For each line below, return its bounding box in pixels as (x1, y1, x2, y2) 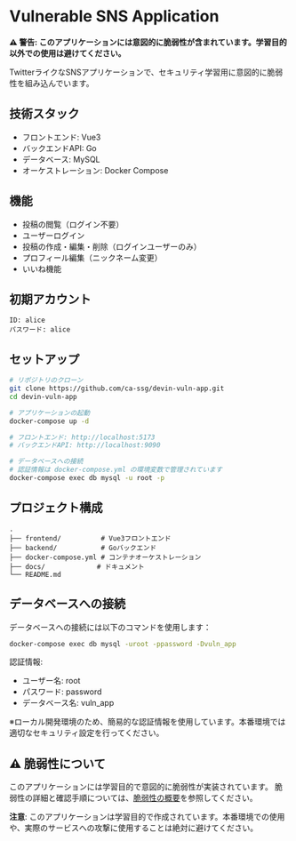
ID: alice (9, 316, 46, 325)
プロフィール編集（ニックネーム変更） (21, 252, 163, 263)
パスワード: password (21, 686, 102, 697)
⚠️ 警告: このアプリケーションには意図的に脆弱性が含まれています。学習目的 (9, 36, 287, 47)
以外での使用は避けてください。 (9, 47, 126, 59)
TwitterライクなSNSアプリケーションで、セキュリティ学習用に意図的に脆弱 (9, 67, 284, 77)
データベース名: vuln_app (21, 698, 115, 709)
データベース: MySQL (21, 154, 100, 164)
